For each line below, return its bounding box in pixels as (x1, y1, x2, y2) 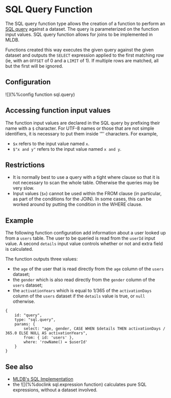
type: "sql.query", (14, 317, 56, 322)
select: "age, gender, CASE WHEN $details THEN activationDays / (23, 326, 166, 332)
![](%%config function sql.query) (5, 91, 75, 98)
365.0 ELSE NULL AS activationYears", (5, 331, 88, 336)
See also (5, 362, 33, 371)
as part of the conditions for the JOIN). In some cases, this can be (12, 196, 152, 202)
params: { (14, 322, 36, 327)
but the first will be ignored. (5, 63, 63, 69)
